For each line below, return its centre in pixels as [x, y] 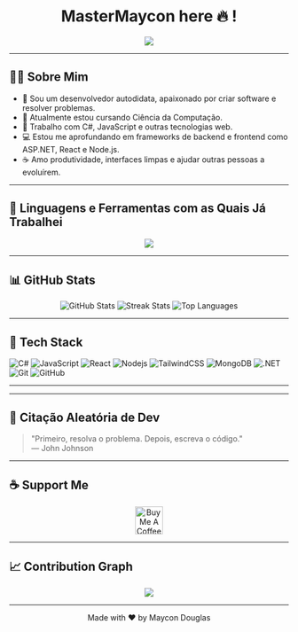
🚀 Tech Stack [46, 342]
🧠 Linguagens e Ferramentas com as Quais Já [137, 209]
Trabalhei [36, 222]
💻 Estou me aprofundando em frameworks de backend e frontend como [155, 137]
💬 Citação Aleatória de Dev [85, 417]
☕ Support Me [49, 485]
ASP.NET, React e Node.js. [71, 149]
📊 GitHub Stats [52, 280]
